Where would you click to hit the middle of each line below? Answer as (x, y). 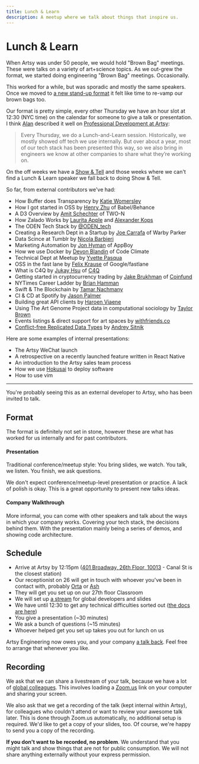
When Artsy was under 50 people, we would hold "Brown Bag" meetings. (95, 63)
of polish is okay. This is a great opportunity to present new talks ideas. (93, 489)
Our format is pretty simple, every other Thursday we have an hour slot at (96, 111)
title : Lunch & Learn (33, 12)
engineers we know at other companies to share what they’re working (106, 154)
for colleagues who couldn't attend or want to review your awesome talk (94, 712)
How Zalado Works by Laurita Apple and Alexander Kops (84, 220)
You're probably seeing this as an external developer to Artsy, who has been (99, 393)
